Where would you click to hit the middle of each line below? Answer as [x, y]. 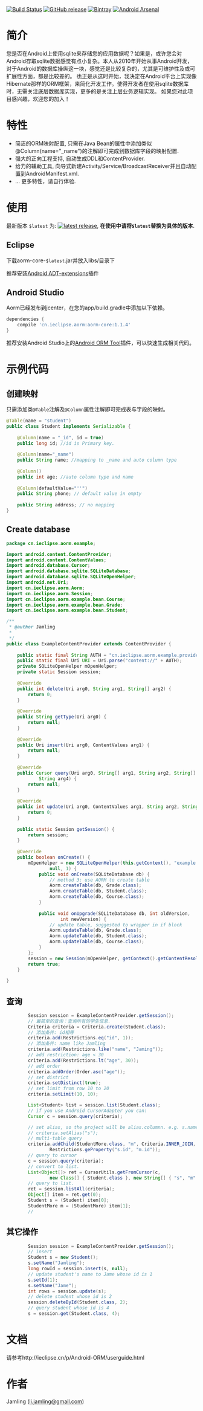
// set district [48, 1077]
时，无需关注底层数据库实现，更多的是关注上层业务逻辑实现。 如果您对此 [97, 91]
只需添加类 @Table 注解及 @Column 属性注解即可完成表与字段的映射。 [88, 409]
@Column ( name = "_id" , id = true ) [60, 438]
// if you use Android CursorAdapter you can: [88, 1111]
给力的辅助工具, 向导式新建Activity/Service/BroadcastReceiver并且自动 [103, 166]
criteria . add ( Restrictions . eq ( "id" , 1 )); [81, 1038]
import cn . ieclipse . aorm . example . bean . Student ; [67, 610]
